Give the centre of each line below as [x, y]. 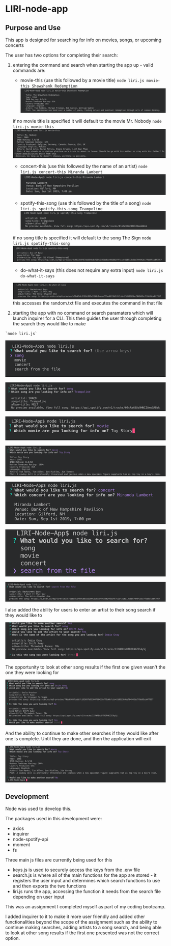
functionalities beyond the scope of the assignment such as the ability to [81, 922]
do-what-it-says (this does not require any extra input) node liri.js [92, 270]
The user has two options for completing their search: [62, 55]
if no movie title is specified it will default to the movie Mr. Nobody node [87, 121]
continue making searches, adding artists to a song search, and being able [83, 928]
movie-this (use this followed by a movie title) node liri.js [82, 80]
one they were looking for [32, 672]
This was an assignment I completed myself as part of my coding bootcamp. [85, 907]
